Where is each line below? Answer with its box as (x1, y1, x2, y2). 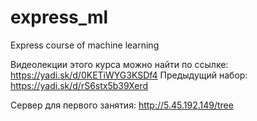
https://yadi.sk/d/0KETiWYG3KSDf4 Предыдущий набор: (10, 69, 248, 81)
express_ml (10, 6, 109, 29)
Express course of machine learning (10, 39, 160, 51)
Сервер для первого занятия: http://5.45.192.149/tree (10, 99, 234, 111)
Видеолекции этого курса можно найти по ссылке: (10, 58, 229, 70)
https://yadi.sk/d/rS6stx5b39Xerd (10, 79, 149, 91)
